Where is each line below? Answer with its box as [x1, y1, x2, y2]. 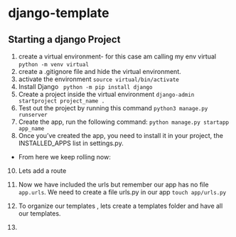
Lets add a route [18, 167, 67, 175]
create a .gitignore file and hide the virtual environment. [18, 68, 182, 75]
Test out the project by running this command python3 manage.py [18, 104, 208, 112]
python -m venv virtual [18, 61, 90, 68]
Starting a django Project [8, 33, 121, 46]
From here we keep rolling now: [18, 153, 111, 161]
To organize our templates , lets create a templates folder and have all [18, 201, 223, 210]
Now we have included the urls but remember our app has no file [18, 180, 209, 189]
